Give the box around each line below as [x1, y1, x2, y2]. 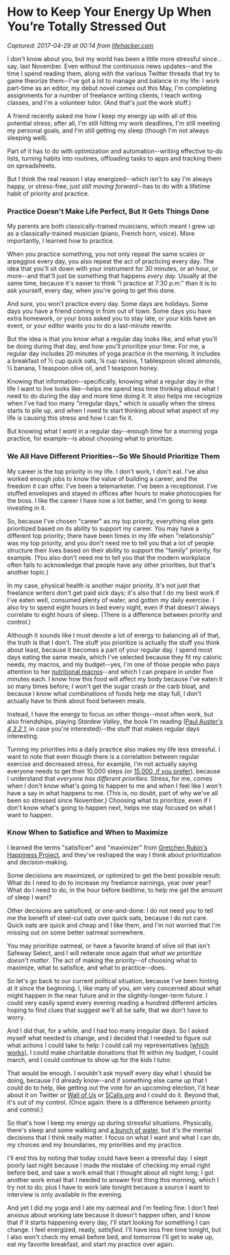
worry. [7, 1013, 25, 1021]
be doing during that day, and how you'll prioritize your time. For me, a [7, 342, 205, 351]
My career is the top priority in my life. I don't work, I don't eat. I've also [7, 467, 209, 476]
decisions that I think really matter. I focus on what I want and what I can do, [7, 1133, 222, 1141]
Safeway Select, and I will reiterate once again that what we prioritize [7, 948, 202, 957]
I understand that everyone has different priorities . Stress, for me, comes [7, 774, 213, 782]
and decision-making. [7, 858, 68, 866]
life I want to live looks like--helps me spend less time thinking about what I [7, 385, 219, 393]
